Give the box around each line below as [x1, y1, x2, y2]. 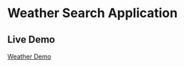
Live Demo [7, 33, 55, 46]
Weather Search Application [7, 5, 178, 21]
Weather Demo [7, 52, 52, 61]
